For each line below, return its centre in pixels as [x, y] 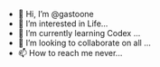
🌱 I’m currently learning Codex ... [79, 33]
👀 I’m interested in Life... [63, 24]
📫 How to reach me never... [70, 53]
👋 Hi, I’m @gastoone [56, 14]
